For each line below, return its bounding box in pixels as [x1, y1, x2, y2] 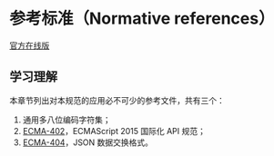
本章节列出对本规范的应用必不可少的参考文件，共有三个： [9, 94, 225, 105]
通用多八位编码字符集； [22, 114, 111, 125]
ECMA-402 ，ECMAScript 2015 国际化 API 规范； [22, 125, 207, 136]
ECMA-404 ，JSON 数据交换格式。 [22, 137, 153, 148]
